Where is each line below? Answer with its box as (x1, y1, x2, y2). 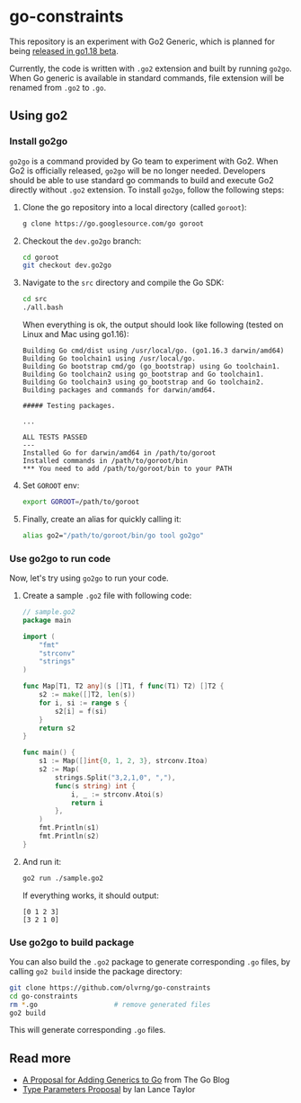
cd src (22, 295, 48, 304)
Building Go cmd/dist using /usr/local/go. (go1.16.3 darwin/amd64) (22, 346, 285, 355)
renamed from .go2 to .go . (9, 82, 106, 93)
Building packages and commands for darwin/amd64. (22, 386, 217, 395)
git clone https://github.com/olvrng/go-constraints (9, 983, 211, 992)
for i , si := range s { (39, 698, 128, 707)
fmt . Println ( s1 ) (39, 823, 100, 832)
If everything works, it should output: (22, 890, 159, 901)
